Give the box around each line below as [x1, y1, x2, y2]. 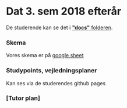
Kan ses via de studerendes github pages [6, 79, 106, 86]
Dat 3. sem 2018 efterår [6, 5, 122, 18]
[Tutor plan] [6, 94, 41, 102]
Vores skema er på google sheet [6, 52, 84, 59]
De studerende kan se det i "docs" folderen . [6, 24, 113, 31]
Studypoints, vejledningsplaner [6, 67, 97, 75]
